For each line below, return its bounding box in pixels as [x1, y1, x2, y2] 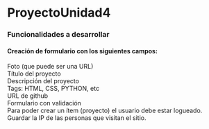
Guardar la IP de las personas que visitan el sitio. [7, 114, 147, 122]
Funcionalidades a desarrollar [7, 30, 110, 40]
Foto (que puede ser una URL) [7, 62, 94, 71]
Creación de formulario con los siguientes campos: [7, 46, 158, 55]
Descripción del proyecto [7, 77, 80, 85]
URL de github [7, 92, 49, 100]
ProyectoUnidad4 [7, 5, 111, 21]
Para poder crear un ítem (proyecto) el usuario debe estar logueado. [7, 106, 203, 115]
